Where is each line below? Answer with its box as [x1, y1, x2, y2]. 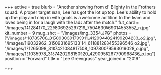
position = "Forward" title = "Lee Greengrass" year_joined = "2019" [4, 56, 141, 61]
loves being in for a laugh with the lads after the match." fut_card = [4, 19, 139, 25]
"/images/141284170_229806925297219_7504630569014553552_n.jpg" [4, 25, 151, 31]
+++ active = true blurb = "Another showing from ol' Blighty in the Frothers [4, 4, 156, 10]
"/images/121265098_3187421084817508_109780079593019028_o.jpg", [4, 46, 150, 51]
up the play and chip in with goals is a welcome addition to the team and [4, 15, 151, 20]
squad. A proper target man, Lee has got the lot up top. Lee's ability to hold [4, 9, 157, 15]
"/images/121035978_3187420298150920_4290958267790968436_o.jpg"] [4, 51, 156, 56]
